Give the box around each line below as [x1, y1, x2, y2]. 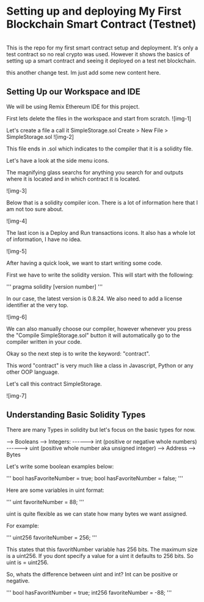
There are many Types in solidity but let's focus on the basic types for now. [6, 426, 196, 433]
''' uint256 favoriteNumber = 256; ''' [6, 533, 98, 541]
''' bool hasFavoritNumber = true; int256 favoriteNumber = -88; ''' [6, 589, 172, 596]
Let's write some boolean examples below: [6, 463, 114, 470]
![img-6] [6, 313, 27, 321]
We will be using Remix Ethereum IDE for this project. [6, 103, 140, 110]
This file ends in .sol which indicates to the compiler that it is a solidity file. [6, 145, 194, 152]
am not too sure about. [6, 205, 64, 212]
